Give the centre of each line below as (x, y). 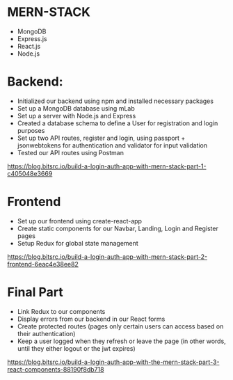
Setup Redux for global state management (78, 243)
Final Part (35, 292)
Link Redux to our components (61, 311)
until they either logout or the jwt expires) (76, 348)
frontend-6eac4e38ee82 (43, 264)
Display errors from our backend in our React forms (91, 319)
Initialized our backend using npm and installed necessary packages (115, 101)
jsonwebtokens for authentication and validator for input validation (112, 145)
